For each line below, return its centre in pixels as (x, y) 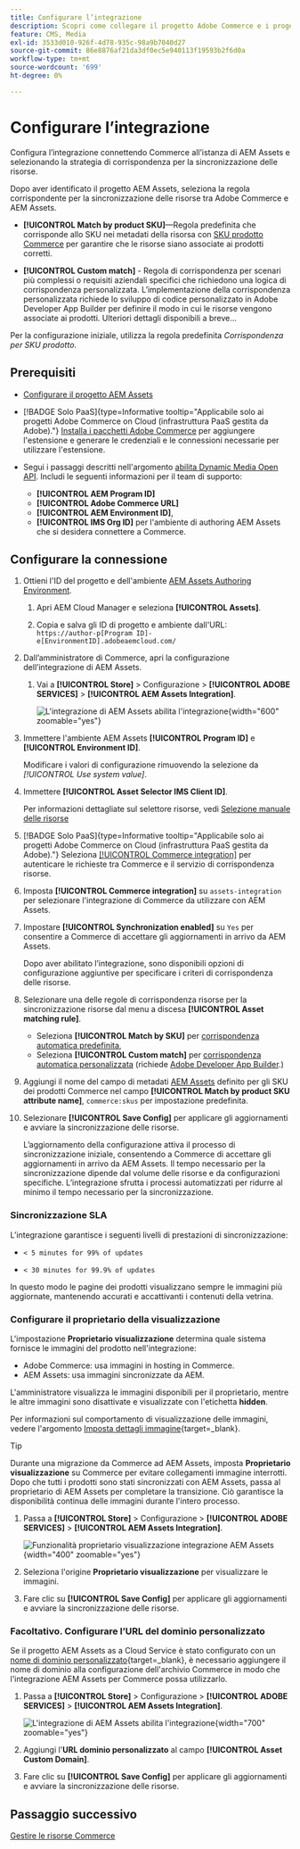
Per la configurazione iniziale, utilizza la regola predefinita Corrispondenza (147, 335)
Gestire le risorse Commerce (63, 1836)
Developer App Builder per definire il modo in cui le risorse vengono (147, 308)
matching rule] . (52, 1019)
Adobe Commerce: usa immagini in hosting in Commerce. (129, 1365)
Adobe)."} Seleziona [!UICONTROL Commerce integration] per (137, 855)
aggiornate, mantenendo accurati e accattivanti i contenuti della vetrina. (142, 1296)
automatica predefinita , (79, 1046)
